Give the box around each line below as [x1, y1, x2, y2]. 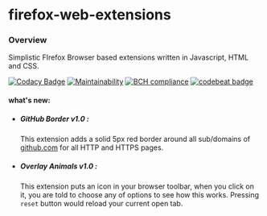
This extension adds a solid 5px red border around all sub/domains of [19, 135, 251, 144]
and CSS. [8, 61, 39, 71]
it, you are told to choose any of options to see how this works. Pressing [19, 190, 260, 200]
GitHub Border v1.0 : [19, 114, 90, 123]
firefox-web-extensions [8, 6, 171, 24]
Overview [8, 35, 47, 46]
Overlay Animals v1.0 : [19, 161, 98, 171]
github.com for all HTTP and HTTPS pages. [19, 143, 164, 152]
